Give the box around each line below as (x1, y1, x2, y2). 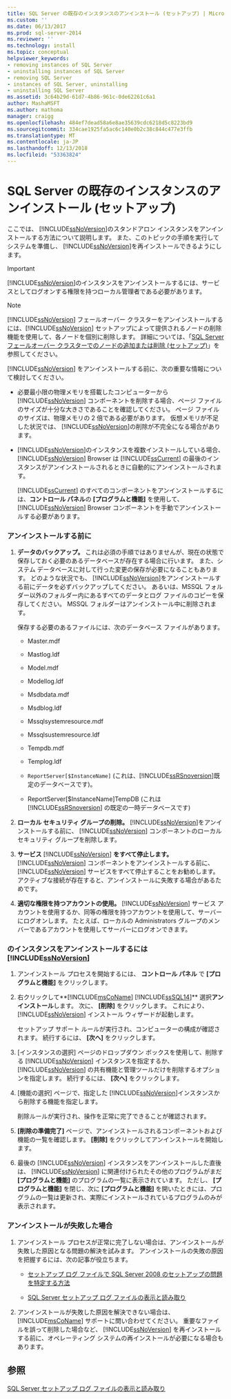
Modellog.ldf (27, 677, 64, 686)
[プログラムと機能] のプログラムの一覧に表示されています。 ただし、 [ (17, 1176, 216, 1184)
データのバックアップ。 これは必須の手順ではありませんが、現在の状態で (17, 548, 224, 557)
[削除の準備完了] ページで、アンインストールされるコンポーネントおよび (17, 1127, 223, 1135)
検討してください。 (12, 373, 68, 381)
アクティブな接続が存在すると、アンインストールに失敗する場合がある (17, 876, 216, 885)
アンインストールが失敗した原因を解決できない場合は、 (17, 1308, 174, 1316)
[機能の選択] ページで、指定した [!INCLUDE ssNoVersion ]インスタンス (17, 1089, 214, 1097)
